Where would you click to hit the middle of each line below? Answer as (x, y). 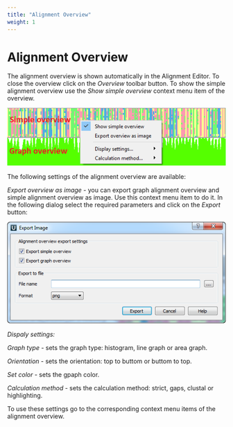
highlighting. (25, 395)
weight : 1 (21, 22)
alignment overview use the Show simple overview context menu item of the (116, 91)
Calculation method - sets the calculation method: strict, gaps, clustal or (110, 387)
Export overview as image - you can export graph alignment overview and (113, 190)
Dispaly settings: (31, 334)
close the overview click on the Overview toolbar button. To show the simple (116, 84)
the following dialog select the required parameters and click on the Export (114, 204)
